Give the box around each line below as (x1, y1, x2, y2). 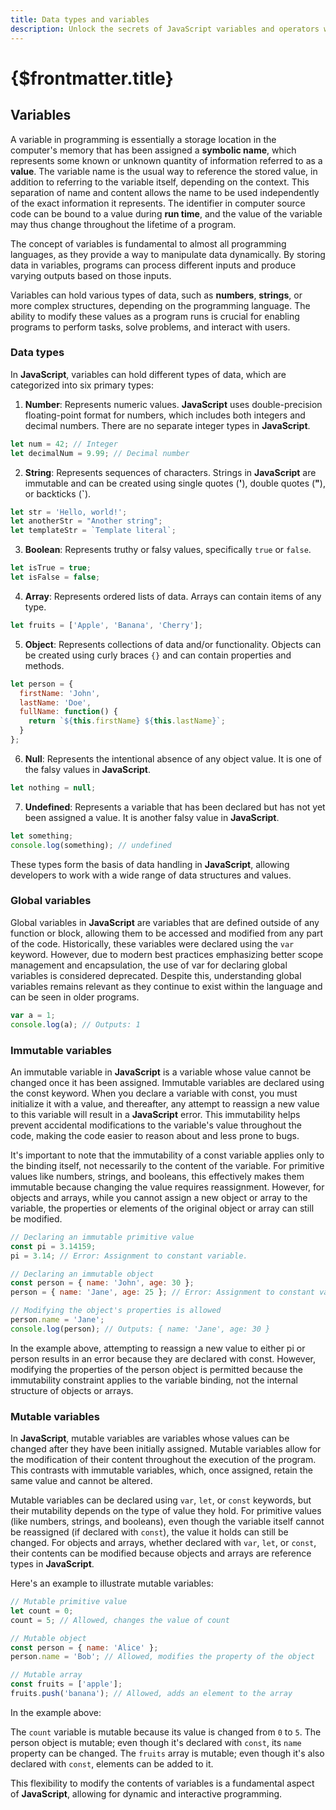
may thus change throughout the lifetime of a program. (10, 218, 237, 230)
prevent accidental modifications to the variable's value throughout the (10, 1119, 302, 1131)
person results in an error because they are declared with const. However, (10, 1352, 317, 1365)
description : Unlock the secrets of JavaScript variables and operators (10, 24, 320, 34)
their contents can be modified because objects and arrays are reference (10, 1547, 312, 1560)
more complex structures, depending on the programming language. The (10, 299, 311, 311)
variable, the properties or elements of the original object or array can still (10, 1202, 315, 1214)
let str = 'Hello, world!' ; (10, 507, 128, 517)
